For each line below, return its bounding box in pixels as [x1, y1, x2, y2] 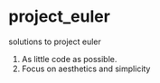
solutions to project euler [8, 36, 101, 47]
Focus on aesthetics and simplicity [21, 63, 151, 74]
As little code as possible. [21, 53, 118, 64]
